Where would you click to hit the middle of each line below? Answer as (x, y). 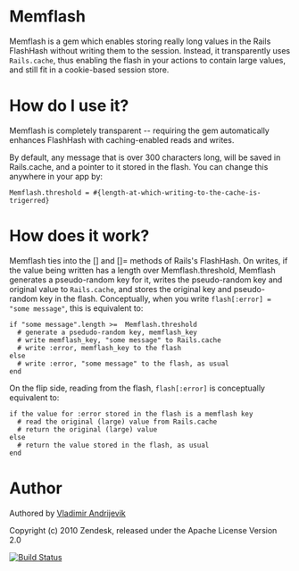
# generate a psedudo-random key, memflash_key (108, 332)
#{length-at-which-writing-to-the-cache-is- (177, 193)
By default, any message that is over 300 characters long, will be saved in (145, 157)
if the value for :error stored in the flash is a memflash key (131, 414)
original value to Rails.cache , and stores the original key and (120, 289)
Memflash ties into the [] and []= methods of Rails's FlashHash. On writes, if (149, 260)
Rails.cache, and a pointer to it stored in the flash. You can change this (139, 166)
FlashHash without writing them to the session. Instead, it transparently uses (150, 50)
